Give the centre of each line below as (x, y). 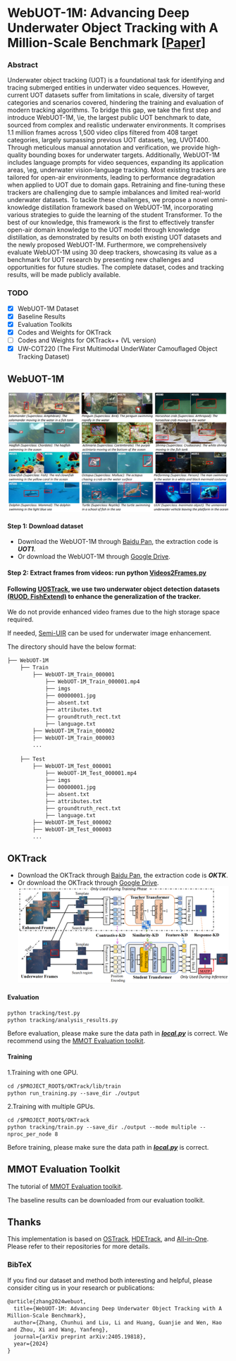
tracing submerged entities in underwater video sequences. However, (108, 88)
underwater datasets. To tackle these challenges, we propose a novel (108, 200)
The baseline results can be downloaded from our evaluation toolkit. (106, 1200)
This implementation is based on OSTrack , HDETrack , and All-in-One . (108, 1239)
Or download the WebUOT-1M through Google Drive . (94, 557)
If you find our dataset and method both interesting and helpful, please (110, 1280)
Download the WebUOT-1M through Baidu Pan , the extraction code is (118, 542)
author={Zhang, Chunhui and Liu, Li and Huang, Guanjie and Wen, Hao (118, 1322)
